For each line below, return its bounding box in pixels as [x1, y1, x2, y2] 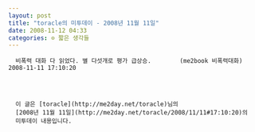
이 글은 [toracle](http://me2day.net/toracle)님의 [15, 100, 179, 108]
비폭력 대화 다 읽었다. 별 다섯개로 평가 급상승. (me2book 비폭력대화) [15, 57, 243, 65]
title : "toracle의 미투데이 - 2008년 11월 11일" [8, 19, 159, 27]
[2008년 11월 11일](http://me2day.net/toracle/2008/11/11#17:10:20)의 [15, 109, 249, 117]
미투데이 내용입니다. [15, 117, 73, 126]
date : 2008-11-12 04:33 [8, 26, 88, 34]
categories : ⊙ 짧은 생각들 [8, 33, 90, 42]
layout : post [8, 11, 52, 20]
